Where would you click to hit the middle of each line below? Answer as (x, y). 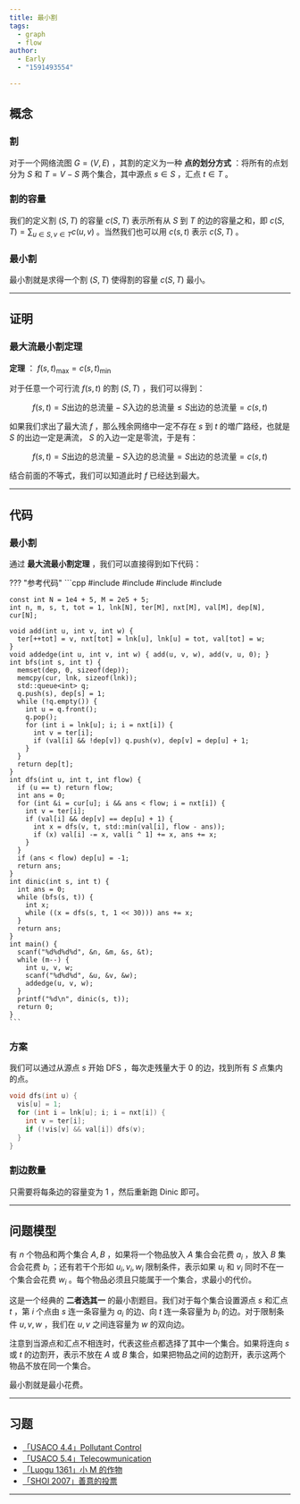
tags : (19, 26)
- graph (32, 34)
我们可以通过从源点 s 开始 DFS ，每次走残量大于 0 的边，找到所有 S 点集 (142, 1068)
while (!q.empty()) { (58, 702)
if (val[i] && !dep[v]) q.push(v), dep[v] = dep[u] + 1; (141, 741)
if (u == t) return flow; (66, 788)
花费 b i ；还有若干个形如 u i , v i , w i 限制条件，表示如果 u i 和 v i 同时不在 (150, 1268)
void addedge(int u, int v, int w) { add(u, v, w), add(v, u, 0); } (139, 655)
